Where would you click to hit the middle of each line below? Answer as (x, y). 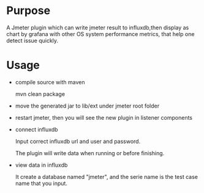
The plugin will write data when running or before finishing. (90, 153)
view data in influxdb (41, 165)
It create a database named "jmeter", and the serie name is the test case (106, 177)
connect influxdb (36, 129)
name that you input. (41, 183)
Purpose (28, 11)
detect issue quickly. (32, 40)
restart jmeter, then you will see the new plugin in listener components (104, 117)
